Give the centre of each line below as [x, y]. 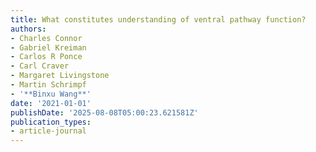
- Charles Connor [46, 38]
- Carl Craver [40, 66]
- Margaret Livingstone [60, 76]
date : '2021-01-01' [51, 103]
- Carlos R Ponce [46, 57]
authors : [28, 29]
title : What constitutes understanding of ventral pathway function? [158, 19]
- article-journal [48, 131]
